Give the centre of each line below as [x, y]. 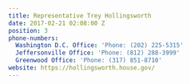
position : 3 [28, 30]
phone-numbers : [34, 38]
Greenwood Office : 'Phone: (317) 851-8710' [89, 61]
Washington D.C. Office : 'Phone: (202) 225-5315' [99, 46]
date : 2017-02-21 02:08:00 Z [57, 23]
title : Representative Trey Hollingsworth [80, 16]
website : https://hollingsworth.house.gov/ [82, 68]
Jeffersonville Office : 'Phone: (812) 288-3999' [98, 53]
